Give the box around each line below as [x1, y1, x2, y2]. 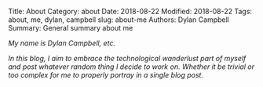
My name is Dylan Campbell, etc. [8, 38, 116, 48]
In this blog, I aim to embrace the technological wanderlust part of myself [8, 54, 247, 63]
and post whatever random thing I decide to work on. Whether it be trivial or [8, 62, 255, 71]
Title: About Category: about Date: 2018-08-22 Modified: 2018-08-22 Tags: [8, 7, 253, 16]
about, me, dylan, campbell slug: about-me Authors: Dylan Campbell [8, 15, 230, 24]
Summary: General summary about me [8, 24, 133, 32]
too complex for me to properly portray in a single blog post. [8, 71, 204, 79]
